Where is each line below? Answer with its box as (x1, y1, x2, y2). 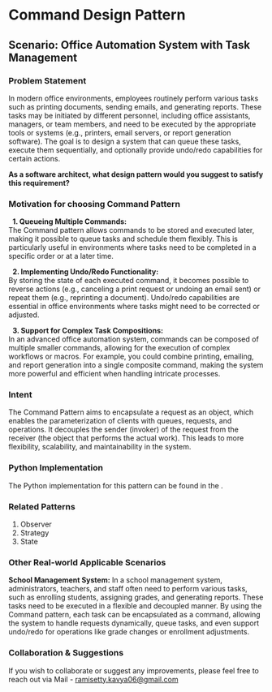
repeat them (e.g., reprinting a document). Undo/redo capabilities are (8, 293, 240, 303)
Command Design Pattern (8, 6, 186, 24)
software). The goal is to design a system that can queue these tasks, (8, 136, 241, 146)
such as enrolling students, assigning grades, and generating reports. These (8, 592, 264, 602)
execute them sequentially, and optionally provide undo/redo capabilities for (8, 144, 263, 155)
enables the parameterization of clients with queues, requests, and (8, 416, 232, 426)
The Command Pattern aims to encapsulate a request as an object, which (8, 407, 254, 417)
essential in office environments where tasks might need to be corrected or (8, 302, 260, 312)
